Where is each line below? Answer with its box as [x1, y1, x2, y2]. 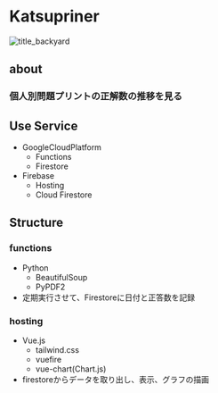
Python [21, 262, 49, 273]
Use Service [9, 118, 78, 133]
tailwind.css [35, 345, 80, 355]
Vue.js [21, 335, 46, 346]
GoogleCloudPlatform [21, 142, 102, 153]
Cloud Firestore [35, 189, 93, 200]
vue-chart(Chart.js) [35, 364, 107, 374]
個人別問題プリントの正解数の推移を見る [9, 90, 182, 103]
